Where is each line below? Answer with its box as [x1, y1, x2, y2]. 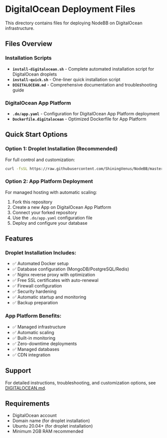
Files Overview [5, 40, 53, 48]
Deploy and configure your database [12, 220, 88, 226]
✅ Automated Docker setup [12, 261, 69, 266]
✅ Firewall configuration [12, 283, 62, 289]
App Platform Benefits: [5, 312, 62, 319]
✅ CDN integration [12, 351, 51, 357]
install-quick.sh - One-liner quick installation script [12, 76, 121, 83]
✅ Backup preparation [12, 300, 58, 306]
